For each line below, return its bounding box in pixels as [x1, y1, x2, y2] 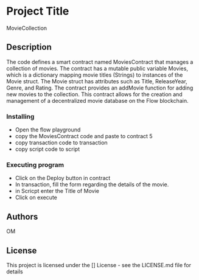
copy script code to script [15, 145, 80, 153]
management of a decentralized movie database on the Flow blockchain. [6, 97, 189, 104]
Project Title [6, 4, 69, 18]
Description [6, 42, 52, 52]
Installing [6, 112, 35, 121]
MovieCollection [6, 24, 47, 32]
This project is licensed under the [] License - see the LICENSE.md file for [6, 261, 192, 268]
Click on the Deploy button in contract [15, 175, 111, 182]
